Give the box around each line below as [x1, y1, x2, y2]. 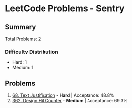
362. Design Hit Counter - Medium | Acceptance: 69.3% [12, 98, 128, 104]
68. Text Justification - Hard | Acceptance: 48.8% [12, 92, 115, 98]
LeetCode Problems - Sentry [5, 3, 125, 14]
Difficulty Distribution [5, 48, 58, 55]
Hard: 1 [12, 59, 27, 65]
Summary [5, 23, 36, 31]
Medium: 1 [12, 65, 34, 71]
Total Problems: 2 [5, 36, 41, 42]
